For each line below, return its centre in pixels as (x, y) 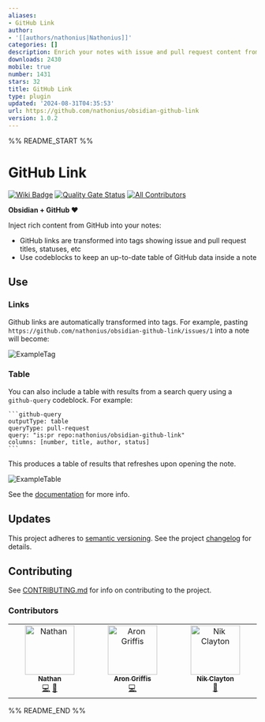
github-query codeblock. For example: (71, 400)
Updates (30, 519)
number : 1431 (30, 74)
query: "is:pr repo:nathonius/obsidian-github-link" (97, 435)
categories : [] (33, 45)
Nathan (50, 679)
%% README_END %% (47, 710)
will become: (29, 338)
